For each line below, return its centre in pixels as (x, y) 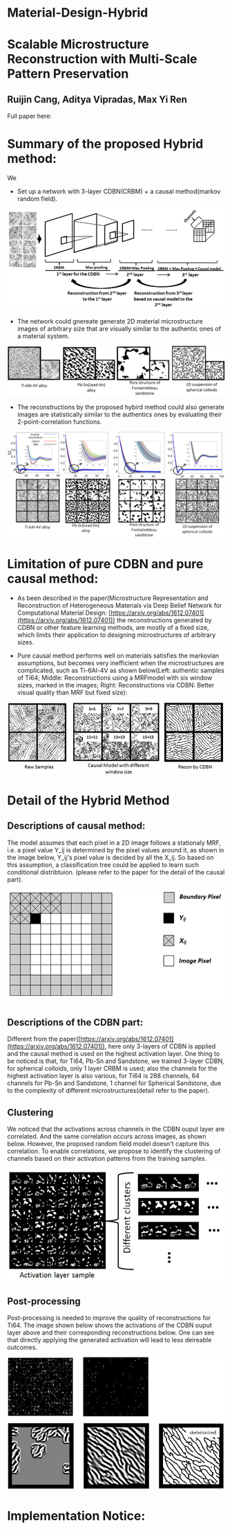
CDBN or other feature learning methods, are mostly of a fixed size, (113, 627)
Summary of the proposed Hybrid (105, 144)
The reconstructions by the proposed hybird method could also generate (120, 407)
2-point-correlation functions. (59, 421)
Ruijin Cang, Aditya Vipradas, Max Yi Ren (97, 99)
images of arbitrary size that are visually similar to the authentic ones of (119, 329)
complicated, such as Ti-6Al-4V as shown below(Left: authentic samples (120, 670)
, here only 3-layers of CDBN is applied (160, 1046)
